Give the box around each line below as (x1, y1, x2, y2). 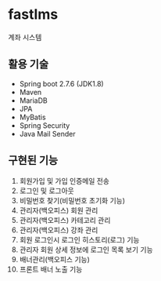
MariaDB (19, 96, 48, 105)
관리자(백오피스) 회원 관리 (19, 206, 98, 215)
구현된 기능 (8, 154, 59, 167)
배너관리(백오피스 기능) (19, 254, 90, 264)
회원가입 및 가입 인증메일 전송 (19, 176, 109, 185)
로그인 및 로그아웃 (19, 186, 74, 195)
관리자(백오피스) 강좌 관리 (19, 225, 98, 235)
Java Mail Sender (19, 129, 76, 138)
